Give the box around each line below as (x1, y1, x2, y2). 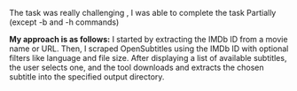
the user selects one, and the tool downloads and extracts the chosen (9, 62, 264, 72)
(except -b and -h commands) (9, 17, 120, 27)
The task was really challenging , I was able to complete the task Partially (9, 8, 277, 18)
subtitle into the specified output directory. (9, 72, 165, 82)
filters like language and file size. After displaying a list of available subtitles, (9, 53, 287, 63)
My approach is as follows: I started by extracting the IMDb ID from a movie (9, 34, 288, 44)
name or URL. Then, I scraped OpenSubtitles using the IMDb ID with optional (9, 43, 289, 54)
